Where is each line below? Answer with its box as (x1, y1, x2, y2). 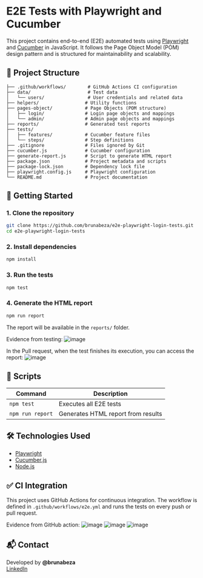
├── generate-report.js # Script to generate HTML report (6, 153, 172, 159)
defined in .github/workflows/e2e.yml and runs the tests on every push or (6, 503, 191, 511)
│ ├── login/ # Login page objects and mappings (6, 110, 175, 117)
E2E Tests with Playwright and (6, 4, 162, 18)
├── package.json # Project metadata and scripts (6, 158, 167, 165)
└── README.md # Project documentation (6, 174, 148, 180)
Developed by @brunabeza (6, 559, 76, 566)
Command (16, 389, 47, 398)
